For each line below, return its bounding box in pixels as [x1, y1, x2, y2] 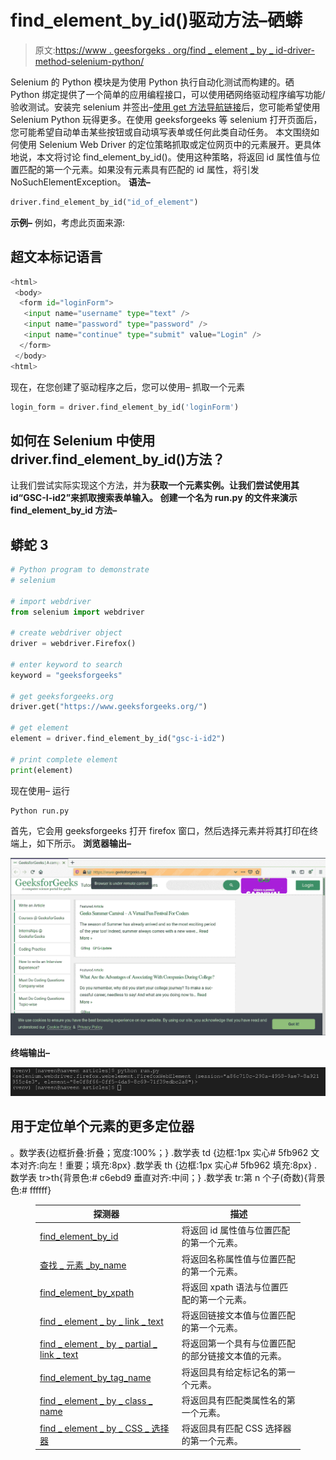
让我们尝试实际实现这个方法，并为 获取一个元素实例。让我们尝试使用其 [10, 479, 300, 491]
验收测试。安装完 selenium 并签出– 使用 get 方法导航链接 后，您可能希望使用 [10, 101, 321, 113]
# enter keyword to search [10, 659, 123, 670]
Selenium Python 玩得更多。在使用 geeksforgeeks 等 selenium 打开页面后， [10, 113, 323, 125]
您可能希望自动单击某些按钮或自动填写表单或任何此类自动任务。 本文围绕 [10, 126, 311, 138]
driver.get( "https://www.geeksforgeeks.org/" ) [10, 702, 208, 712]
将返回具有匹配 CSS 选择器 [181, 1422, 292, 1435]
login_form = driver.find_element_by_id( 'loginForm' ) [10, 402, 240, 412]
